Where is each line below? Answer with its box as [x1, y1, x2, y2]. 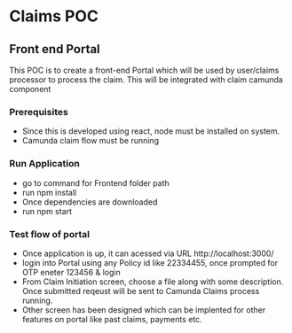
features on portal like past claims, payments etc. [21, 314, 202, 324]
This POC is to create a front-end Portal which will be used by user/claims [9, 65, 280, 75]
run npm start [21, 205, 73, 216]
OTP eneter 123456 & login [21, 267, 122, 277]
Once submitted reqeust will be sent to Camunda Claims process [21, 285, 260, 296]
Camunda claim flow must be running [21, 136, 160, 146]
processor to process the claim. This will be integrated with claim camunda [9, 74, 284, 85]
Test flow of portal [9, 228, 91, 240]
